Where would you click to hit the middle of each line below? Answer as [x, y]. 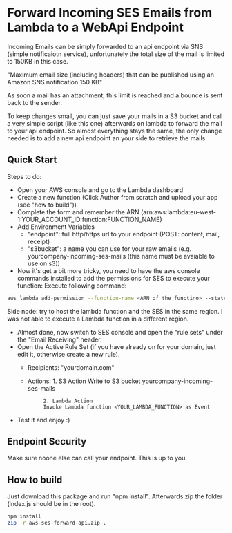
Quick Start [32, 160]
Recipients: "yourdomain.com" [71, 367]
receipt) [39, 241]
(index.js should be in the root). [51, 504]
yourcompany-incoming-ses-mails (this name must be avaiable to [121, 256]
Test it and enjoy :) [43, 420]
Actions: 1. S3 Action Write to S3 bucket [84, 381]
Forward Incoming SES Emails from [110, 13]
